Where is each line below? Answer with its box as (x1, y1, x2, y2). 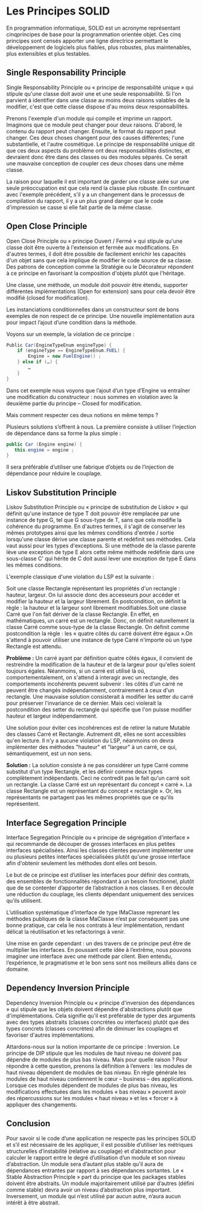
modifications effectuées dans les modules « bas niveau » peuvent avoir (6, 1088, 187, 1095)
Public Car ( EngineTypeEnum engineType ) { (6, 342, 112, 348)
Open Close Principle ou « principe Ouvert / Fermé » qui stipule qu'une (6, 237, 183, 245)
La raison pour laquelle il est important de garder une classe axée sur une (6, 177, 189, 185)
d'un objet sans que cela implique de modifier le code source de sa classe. (6, 256, 193, 264)
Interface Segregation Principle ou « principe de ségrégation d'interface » (6, 834, 190, 841)
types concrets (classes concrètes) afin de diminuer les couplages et (6, 1025, 178, 1032)
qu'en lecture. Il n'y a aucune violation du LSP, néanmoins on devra (6, 737, 174, 744)
